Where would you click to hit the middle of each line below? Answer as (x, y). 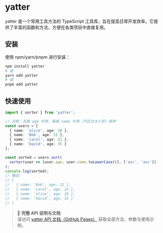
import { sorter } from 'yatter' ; (40, 112)
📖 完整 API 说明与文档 (39, 213)
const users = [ (22, 126)
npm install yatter (25, 66)
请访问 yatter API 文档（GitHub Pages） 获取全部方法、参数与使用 (83, 219)
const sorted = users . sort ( (34, 157)
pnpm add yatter (22, 85)
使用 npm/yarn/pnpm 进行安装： (38, 57)
